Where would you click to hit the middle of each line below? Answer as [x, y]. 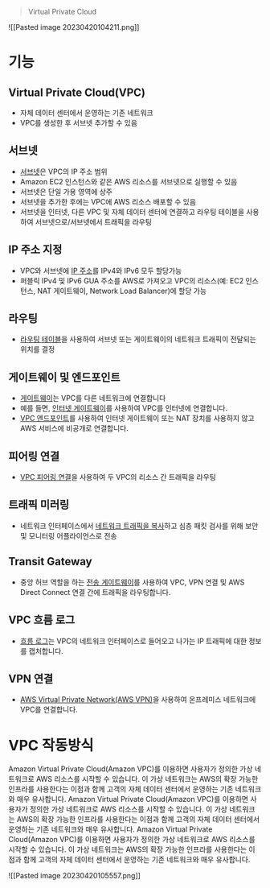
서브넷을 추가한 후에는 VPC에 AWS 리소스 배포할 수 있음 [108, 201]
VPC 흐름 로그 [42, 620]
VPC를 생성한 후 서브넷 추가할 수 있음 [79, 123]
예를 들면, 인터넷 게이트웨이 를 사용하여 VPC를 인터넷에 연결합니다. [124, 408]
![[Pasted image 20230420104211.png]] [74, 27]
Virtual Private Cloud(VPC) [77, 92]
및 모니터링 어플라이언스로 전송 [68, 535]
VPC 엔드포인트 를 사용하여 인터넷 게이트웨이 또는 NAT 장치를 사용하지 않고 [137, 419]
